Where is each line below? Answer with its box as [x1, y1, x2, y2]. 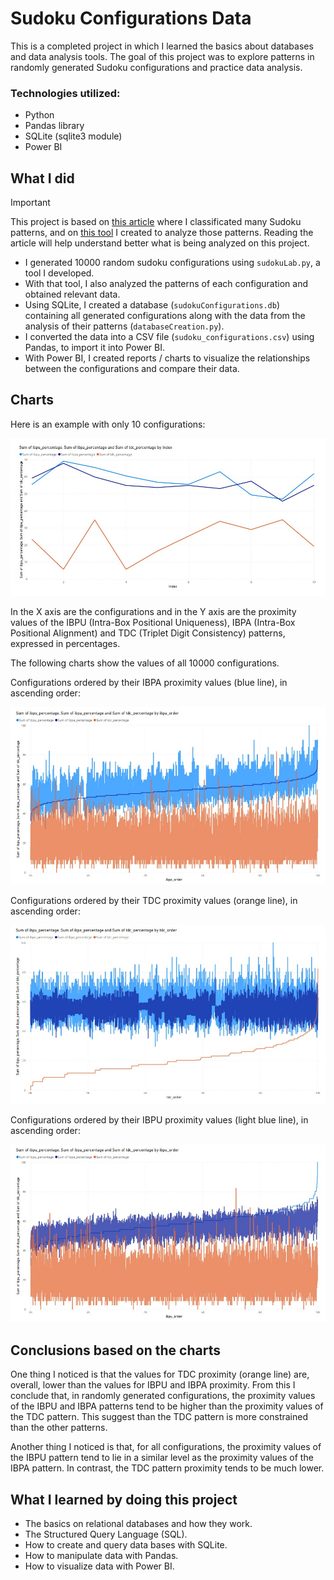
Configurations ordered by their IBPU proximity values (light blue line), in [10, 1113, 309, 1126]
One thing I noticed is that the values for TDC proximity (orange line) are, [10, 1368, 310, 1381]
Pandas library [24, 120, 85, 132]
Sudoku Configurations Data [10, 7, 252, 30]
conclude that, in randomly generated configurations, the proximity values [10, 1390, 316, 1402]
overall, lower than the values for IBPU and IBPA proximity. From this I [10, 1379, 296, 1391]
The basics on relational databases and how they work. [24, 1517, 253, 1529]
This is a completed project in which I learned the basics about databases [10, 40, 314, 52]
